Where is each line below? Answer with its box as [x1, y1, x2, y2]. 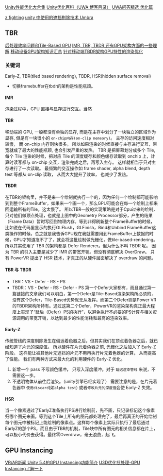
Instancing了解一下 [5, 466, 43, 472]
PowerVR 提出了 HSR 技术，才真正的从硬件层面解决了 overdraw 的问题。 [10, 255, 156, 261]
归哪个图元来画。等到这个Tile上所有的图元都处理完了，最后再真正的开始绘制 [5, 413, 157, 419]
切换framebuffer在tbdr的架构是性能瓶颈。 [12, 83, 96, 89]
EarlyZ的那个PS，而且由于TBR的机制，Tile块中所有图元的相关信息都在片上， [5, 425, 158, 431]
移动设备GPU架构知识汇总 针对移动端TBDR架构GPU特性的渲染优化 [10, 48, 143, 54]
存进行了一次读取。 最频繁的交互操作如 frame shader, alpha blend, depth [5, 165, 150, 171]
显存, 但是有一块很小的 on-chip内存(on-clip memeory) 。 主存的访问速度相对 [5, 135, 154, 141]
